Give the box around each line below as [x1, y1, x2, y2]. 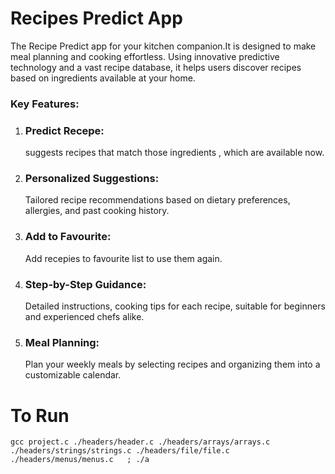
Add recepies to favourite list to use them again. [24, 252, 223, 264]
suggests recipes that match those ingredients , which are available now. [24, 147, 325, 159]
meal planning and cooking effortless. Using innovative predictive [10, 50, 280, 62]
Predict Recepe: [24, 123, 105, 137]
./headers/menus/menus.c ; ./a [10, 455, 150, 465]
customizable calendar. [24, 369, 122, 381]
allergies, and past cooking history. [24, 205, 170, 217]
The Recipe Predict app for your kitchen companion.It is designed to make [10, 40, 317, 52]
